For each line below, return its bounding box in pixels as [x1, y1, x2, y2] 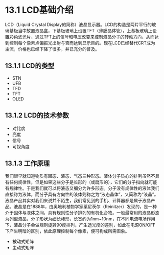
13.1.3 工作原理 [5, 159, 50, 167]
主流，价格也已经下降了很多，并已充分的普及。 [5, 46, 99, 52]
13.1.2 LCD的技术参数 [5, 111, 70, 120]
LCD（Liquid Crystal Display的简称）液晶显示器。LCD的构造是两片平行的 [5, 22, 152, 27]
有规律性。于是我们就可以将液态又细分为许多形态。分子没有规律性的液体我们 [5, 185, 160, 191]
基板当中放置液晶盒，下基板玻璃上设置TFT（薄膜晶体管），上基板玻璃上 [9, 27, 153, 33]
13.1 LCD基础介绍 [5, 4, 74, 16]
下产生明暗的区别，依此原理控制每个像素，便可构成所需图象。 [5, 228, 130, 234]
